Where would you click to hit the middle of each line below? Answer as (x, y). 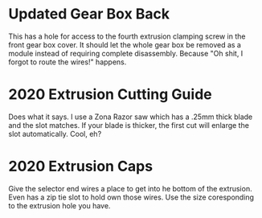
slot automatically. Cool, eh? (55, 134)
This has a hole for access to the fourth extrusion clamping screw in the (127, 36)
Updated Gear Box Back (89, 14)
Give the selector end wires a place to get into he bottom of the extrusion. (130, 188)
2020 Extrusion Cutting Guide (110, 95)
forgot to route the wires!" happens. (68, 62)
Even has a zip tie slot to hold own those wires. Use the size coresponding (131, 197)
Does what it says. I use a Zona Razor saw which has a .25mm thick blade (131, 117)
